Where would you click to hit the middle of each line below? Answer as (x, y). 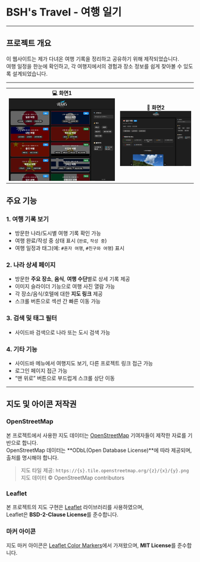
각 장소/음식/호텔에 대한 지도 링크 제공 (59, 294)
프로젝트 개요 (29, 43)
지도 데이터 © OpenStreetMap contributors (73, 478)
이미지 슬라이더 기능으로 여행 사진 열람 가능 (65, 287)
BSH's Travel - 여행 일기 (64, 12)
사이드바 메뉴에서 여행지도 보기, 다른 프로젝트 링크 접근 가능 (84, 363)
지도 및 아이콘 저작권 (41, 404)
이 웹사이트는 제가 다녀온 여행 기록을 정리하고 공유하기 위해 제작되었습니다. (93, 59)
